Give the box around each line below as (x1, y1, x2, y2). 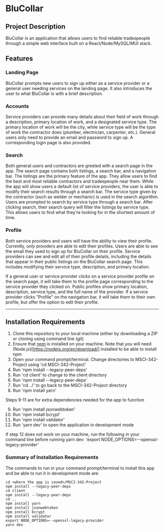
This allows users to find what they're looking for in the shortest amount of (5, 209, 155, 215)
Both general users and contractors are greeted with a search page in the (5, 163, 153, 169)
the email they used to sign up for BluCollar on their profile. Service (5, 248, 141, 254)
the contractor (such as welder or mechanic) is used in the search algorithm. (5, 194, 159, 200)
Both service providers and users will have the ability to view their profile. (5, 238, 153, 244)
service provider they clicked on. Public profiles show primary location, (5, 284, 148, 289)
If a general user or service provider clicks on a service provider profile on (5, 273, 155, 279)
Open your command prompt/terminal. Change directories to (12, 357, 134, 362)
